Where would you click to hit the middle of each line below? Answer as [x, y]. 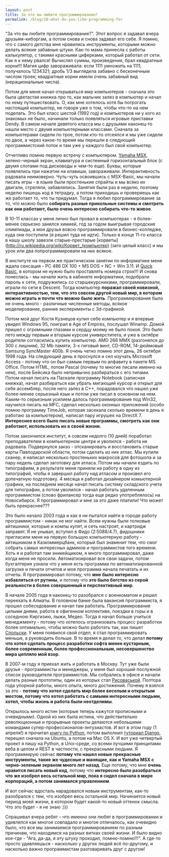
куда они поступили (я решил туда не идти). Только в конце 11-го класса [84, 235]
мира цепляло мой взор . [32, 654]
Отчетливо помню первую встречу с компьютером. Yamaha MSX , [76, 155]
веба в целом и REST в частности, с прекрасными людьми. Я [72, 749]
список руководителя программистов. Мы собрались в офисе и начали [83, 675]
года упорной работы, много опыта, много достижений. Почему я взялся [84, 686]
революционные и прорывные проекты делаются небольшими [73, 722]
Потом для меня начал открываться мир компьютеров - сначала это [80, 92]
